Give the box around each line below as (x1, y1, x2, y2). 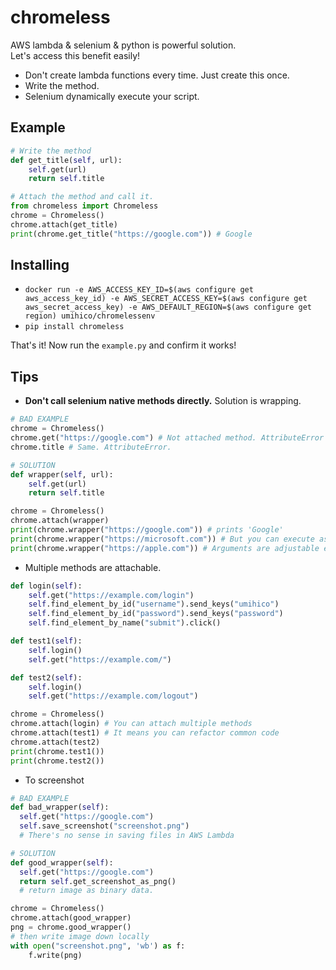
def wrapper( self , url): (10, 469, 114, 480)
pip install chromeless (24, 322, 125, 332)
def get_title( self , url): (10, 155, 123, 165)
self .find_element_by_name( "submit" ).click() (28, 618, 222, 628)
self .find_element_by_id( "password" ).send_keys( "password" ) (28, 609, 284, 619)
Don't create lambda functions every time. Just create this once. (24, 69, 290, 81)
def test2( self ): (10, 672, 83, 683)
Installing (10, 257, 70, 274)
